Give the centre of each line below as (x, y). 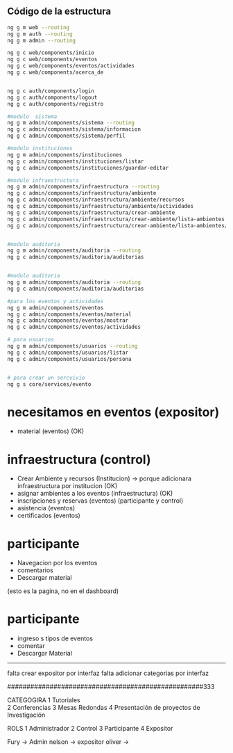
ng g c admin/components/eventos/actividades (74, 327)
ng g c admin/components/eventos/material (69, 314)
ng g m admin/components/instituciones (65, 155)
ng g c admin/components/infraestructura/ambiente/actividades (101, 207)
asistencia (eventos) (46, 508)
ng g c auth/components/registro (55, 104)
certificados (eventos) (49, 516)
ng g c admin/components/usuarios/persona (69, 359)
